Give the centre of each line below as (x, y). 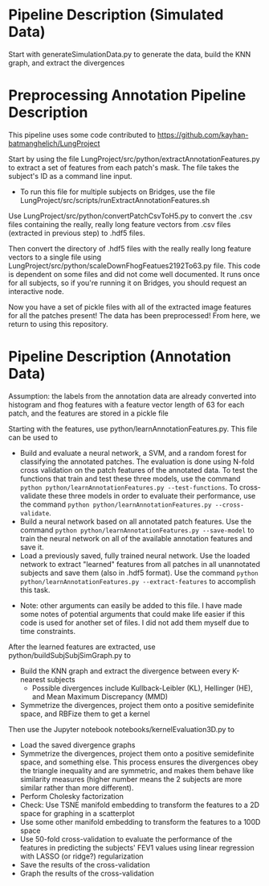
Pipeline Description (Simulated (116, 15)
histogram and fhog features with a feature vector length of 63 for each (126, 404)
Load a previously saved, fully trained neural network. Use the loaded (135, 555)
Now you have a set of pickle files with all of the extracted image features (130, 307)
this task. (35, 590)
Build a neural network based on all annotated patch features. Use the (136, 521)
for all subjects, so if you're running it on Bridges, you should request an (128, 283)
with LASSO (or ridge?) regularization (82, 856)
